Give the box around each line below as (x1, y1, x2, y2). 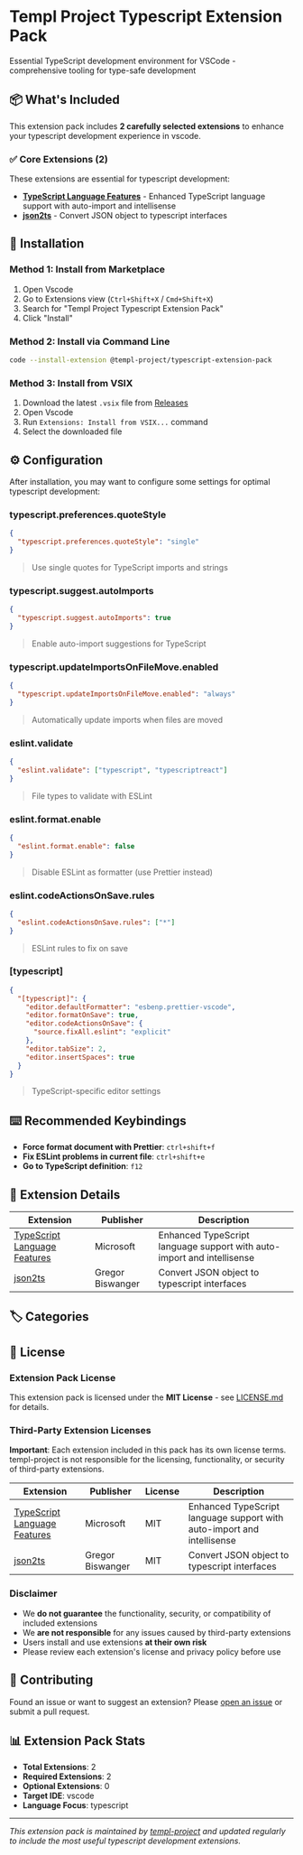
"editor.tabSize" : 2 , (25, 1044, 106, 1053)
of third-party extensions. (9, 1464, 106, 1475)
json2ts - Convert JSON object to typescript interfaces (22, 210, 228, 221)
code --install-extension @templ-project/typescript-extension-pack (9, 356, 272, 365)
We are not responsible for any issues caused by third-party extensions (22, 1627, 291, 1637)
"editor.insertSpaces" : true (25, 1053, 135, 1062)
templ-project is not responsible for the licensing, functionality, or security (9, 1454, 286, 1465)
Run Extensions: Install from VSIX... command (22, 417, 208, 428)
